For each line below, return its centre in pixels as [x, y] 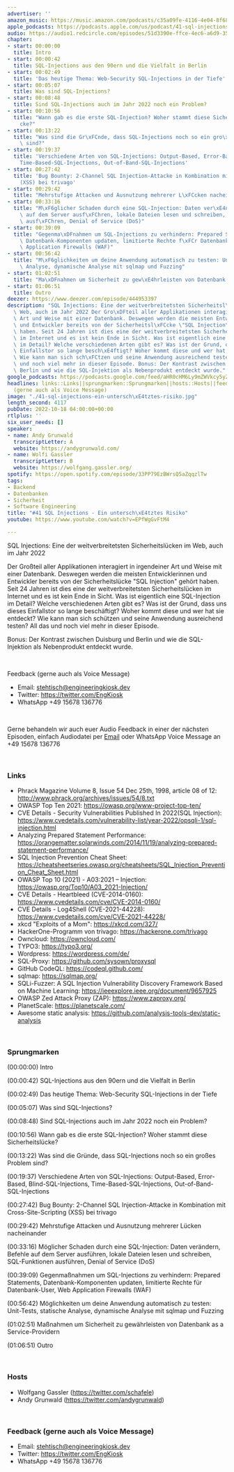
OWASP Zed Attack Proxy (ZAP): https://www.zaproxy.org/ [101, 998]
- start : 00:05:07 [34, 85]
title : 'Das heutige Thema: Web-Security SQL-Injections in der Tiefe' [120, 78]
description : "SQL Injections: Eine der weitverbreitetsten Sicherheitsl [117, 306]
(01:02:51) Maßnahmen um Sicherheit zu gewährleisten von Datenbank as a [116, 1324]
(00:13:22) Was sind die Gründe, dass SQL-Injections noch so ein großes [111, 1156]
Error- [206, 1177]
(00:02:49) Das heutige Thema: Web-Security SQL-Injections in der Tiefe [112, 1094]
